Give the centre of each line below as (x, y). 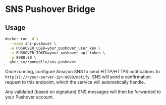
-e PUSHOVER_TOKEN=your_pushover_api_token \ (57, 53)
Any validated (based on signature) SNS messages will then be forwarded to (83, 92)
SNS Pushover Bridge (50, 9)
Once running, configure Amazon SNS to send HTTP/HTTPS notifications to (83, 72)
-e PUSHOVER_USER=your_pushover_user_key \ (55, 48)
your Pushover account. (29, 97)
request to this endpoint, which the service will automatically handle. (75, 82)
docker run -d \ (22, 39)
